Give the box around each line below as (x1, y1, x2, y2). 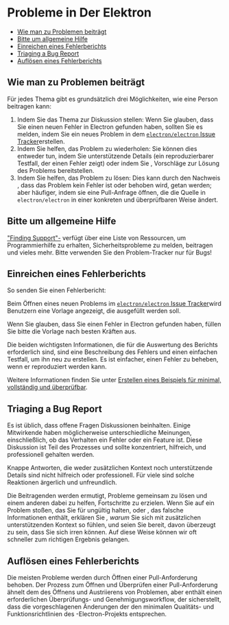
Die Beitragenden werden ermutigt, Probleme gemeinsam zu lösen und (7, 492, 208, 500)
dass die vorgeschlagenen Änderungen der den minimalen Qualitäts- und (7, 602, 215, 611)
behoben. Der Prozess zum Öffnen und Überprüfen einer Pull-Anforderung (7, 581, 218, 589)
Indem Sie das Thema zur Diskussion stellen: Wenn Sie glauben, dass (16, 115, 214, 123)
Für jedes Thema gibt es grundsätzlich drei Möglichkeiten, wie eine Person (7, 95, 218, 103)
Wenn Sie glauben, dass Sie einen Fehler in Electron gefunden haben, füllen (7, 320, 221, 329)
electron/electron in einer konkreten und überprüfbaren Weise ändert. (16, 196, 218, 204)
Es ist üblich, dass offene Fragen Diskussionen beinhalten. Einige (7, 421, 191, 429)
